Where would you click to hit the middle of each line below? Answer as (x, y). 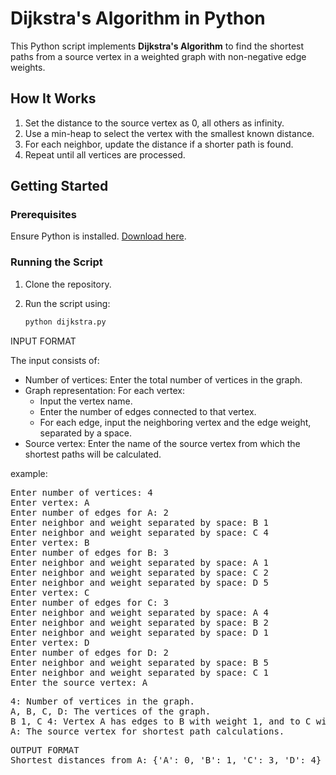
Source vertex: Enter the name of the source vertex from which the (162, 443)
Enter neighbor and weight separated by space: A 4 (140, 612)
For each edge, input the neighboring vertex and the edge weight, (175, 422)
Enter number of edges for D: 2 (89, 652)
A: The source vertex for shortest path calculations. (147, 731)
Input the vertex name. (86, 401)
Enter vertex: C (50, 592)
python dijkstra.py (65, 322)
